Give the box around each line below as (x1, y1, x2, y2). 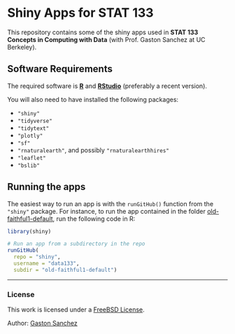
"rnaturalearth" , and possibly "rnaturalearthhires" (17, 145, 169, 154)
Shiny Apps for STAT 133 (7, 5, 154, 21)
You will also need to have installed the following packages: (7, 95, 179, 103)
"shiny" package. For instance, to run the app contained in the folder (7, 207, 206, 215)
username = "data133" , (13, 260, 80, 267)
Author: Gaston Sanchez (7, 319, 78, 328)
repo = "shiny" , (13, 254, 61, 261)
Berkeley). (7, 43, 37, 51)
